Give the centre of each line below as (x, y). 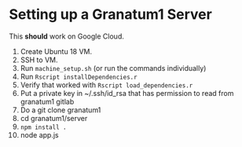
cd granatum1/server (54, 118)
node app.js (39, 134)
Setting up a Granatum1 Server (111, 15)
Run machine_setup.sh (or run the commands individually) (113, 68)
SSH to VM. (39, 60)
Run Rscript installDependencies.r (79, 76)
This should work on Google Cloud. (66, 36)
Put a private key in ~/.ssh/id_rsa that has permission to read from (127, 93)
